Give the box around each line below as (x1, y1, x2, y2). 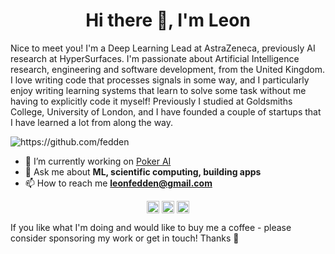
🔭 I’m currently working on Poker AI (24, 155, 172, 167)
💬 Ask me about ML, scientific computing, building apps (24, 165, 262, 178)
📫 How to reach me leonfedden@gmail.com (24, 177, 213, 189)
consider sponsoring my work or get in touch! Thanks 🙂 (10, 232, 240, 244)
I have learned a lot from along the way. (10, 116, 174, 128)
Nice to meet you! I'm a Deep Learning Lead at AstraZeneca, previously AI (10, 42, 316, 54)
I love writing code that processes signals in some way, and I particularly (10, 74, 310, 86)
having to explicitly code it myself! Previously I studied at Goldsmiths (10, 95, 293, 107)
